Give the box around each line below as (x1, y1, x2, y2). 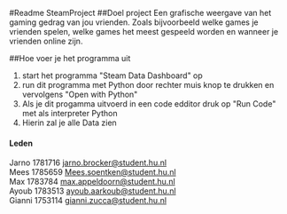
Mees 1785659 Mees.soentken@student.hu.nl (9, 167, 176, 178)
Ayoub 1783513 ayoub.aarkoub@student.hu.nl (9, 186, 176, 196)
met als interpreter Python (21, 108, 118, 118)
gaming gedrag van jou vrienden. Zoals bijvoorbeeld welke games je (9, 17, 259, 28)
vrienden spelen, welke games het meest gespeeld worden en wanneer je (9, 27, 279, 36)
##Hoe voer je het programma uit (9, 53, 131, 63)
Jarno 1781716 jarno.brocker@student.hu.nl (9, 157, 167, 168)
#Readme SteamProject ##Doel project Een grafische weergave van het (9, 8, 272, 18)
